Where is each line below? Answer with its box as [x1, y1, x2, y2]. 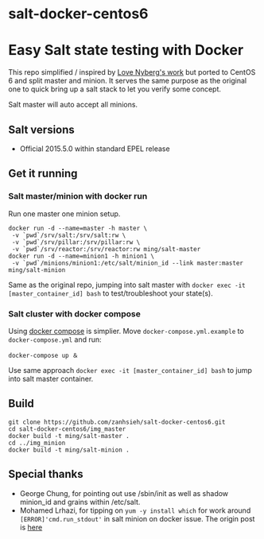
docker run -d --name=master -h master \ [8, 224, 148, 232]
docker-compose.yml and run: [8, 335, 102, 344]
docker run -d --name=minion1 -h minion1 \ [8, 252, 155, 260]
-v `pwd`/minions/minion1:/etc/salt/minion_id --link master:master [11, 259, 244, 267]
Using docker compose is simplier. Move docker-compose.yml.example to [8, 326, 244, 335]
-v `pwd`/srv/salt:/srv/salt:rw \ [11, 231, 126, 239]
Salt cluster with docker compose [8, 308, 141, 319]
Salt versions [8, 122, 76, 136]
